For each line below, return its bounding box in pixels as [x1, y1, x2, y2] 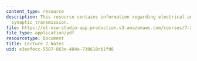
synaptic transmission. [11, 19, 69, 25]
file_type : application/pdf [6, 30, 75, 36]
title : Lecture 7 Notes [6, 41, 64, 47]
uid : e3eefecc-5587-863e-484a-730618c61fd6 [6, 46, 114, 52]
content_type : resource [6, 8, 64, 15]
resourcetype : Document [6, 35, 64, 41]
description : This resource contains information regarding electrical [6, 14, 185, 20]
